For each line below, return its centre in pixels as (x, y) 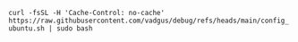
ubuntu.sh (27, 29)
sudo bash (74, 29)
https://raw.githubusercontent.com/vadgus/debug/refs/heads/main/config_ (149, 21)
